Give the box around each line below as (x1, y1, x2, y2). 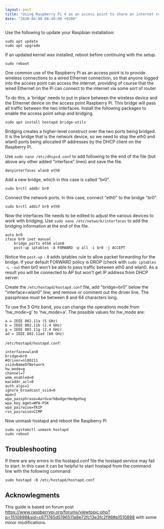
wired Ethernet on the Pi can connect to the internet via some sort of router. (5, 85, 157, 91)
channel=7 (5, 371, 25, 376)
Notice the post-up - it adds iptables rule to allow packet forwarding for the (5, 254, 156, 260)
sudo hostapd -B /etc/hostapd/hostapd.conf (5, 478, 95, 483)
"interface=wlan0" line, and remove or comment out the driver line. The (5, 289, 149, 296)
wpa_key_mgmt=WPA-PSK (5, 401, 49, 406)
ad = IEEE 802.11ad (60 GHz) (5, 332, 64, 337)
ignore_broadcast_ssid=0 (5, 388, 56, 393)
